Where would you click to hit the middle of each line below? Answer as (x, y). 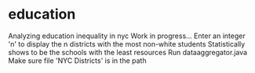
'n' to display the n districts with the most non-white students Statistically (127, 43)
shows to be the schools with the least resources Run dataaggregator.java (128, 52)
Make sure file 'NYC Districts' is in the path (77, 61)
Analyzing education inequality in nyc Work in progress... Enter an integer (127, 36)
